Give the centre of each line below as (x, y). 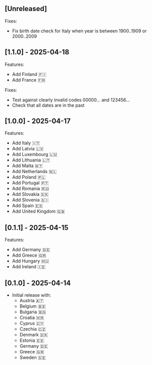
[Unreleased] (26, 9)
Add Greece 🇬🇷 (29, 255)
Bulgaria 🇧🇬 (33, 312)
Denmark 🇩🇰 (34, 335)
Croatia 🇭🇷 (32, 318)
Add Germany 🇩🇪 (31, 250)
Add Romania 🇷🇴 (31, 189)
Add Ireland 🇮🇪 (29, 267)
